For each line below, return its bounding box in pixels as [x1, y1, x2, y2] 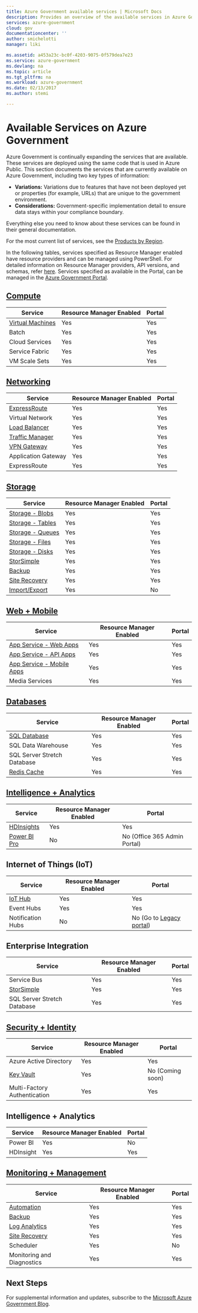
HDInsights [9, 822, 40, 831]
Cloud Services [9, 337, 52, 345]
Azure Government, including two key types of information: [6, 172, 150, 179]
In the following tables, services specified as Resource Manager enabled [6, 249, 183, 256]
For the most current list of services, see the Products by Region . [6, 237, 164, 245]
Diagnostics [9, 1258, 42, 1266]
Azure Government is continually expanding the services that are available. [6, 153, 188, 160]
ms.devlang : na [6, 63, 44, 69]
